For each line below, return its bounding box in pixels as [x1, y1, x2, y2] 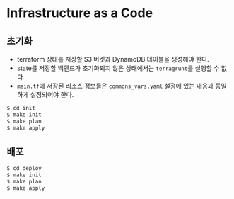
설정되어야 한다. [30, 91, 74, 98]
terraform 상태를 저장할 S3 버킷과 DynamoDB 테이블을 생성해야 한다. [16, 55, 209, 63]
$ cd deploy [6, 165, 42, 172]
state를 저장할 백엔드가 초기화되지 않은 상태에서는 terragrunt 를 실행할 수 [16, 64, 220, 72]
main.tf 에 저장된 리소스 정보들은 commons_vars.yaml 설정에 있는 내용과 [16, 81, 213, 90]
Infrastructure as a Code [6, 5, 153, 21]
